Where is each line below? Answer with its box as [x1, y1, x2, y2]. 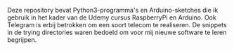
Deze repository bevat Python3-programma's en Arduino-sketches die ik [7, 6, 219, 14]
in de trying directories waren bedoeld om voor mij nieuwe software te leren [7, 28, 227, 36]
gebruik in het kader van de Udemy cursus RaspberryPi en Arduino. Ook [7, 13, 216, 22]
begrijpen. [7, 36, 37, 44]
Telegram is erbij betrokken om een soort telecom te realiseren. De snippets [7, 21, 227, 29]
